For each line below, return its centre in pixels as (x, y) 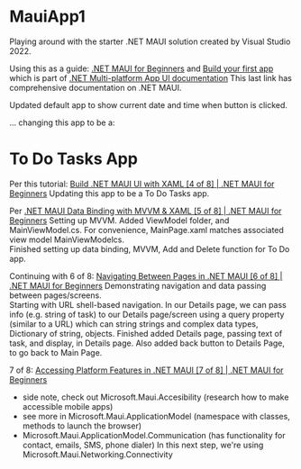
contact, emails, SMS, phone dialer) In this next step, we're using (143, 445)
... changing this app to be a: (62, 122)
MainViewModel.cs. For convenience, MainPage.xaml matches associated (146, 230)
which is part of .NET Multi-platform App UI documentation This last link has (151, 77)
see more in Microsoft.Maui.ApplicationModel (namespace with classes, (156, 416)
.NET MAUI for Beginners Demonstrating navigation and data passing (138, 285)
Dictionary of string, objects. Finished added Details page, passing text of (146, 333)
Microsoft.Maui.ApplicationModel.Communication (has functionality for (154, 435)
